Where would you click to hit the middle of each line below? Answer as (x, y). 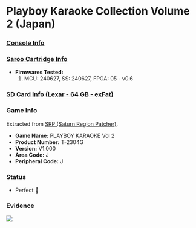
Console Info (25, 43)
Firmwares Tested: (39, 72)
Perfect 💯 (27, 190)
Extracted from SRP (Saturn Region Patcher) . (62, 124)
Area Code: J (32, 155)
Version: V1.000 (35, 148)
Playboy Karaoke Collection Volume (98, 11)
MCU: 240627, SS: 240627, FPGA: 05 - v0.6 (79, 79)
